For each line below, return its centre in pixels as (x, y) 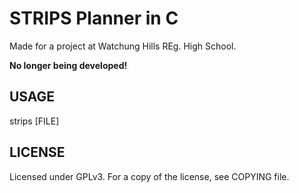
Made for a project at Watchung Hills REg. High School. (123, 46)
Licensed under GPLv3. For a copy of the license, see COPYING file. (149, 176)
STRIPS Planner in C (94, 18)
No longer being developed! (68, 65)
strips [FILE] (34, 121)
